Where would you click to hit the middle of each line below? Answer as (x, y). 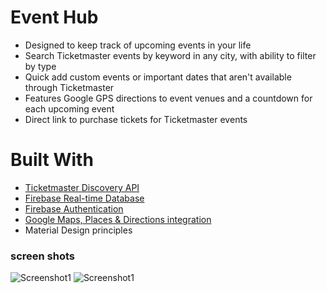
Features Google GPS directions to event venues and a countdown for (168, 98)
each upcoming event (69, 108)
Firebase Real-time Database (84, 198)
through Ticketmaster (69, 87)
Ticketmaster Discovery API (82, 187)
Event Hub (54, 17)
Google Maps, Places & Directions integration (118, 219)
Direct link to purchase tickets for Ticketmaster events (136, 119)
